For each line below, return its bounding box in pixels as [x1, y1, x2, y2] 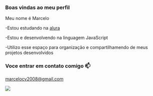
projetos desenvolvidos [5, 49, 54, 56]
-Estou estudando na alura [5, 25, 60, 31]
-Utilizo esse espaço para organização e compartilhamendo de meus [5, 44, 148, 50]
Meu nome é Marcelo [5, 15, 49, 21]
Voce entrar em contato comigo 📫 [5, 62, 91, 69]
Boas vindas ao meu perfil [5, 4, 70, 11]
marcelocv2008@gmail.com [5, 75, 64, 81]
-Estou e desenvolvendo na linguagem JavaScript [5, 34, 108, 41]
